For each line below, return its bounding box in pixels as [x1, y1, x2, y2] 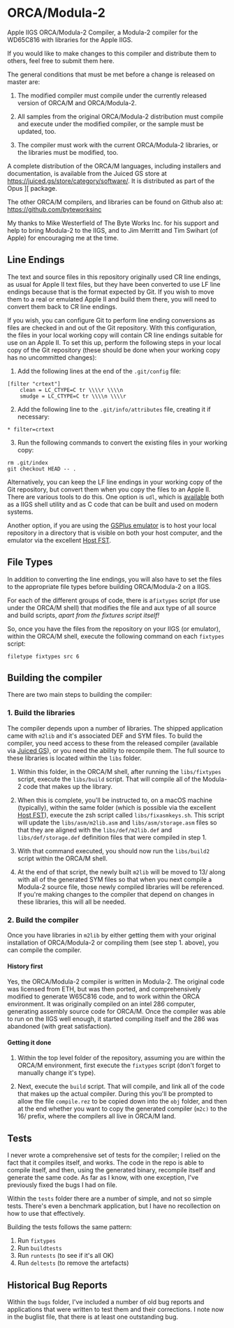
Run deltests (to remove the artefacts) [17, 1259, 129, 1267]
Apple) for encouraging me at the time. [7, 233, 119, 242]
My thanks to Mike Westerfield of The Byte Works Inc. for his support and [7, 219, 219, 227]
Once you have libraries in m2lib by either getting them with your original [7, 930, 217, 939]
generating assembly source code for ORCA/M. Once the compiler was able [7, 1008, 226, 1016]
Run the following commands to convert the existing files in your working [17, 438, 228, 447]
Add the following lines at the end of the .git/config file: [17, 367, 182, 375]
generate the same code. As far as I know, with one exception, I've [7, 1173, 199, 1182]
